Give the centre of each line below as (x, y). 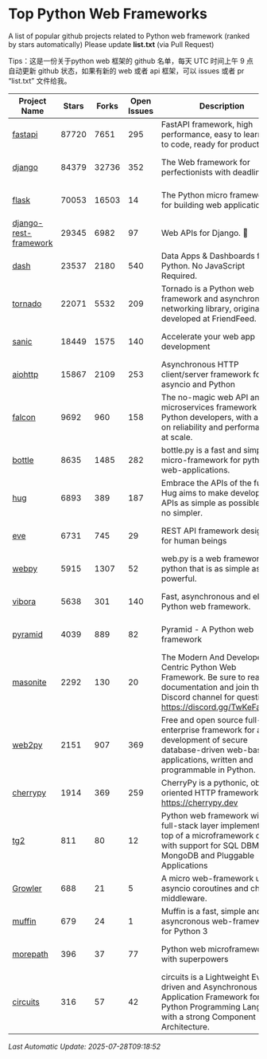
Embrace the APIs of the (207, 483)
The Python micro (195, 194)
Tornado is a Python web (208, 288)
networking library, (197, 308)
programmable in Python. (209, 770)
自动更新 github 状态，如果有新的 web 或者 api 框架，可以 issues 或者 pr (126, 71)
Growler (27, 888)
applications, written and (207, 759)
